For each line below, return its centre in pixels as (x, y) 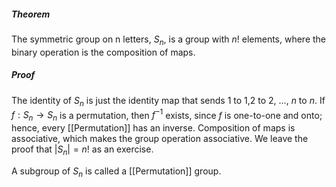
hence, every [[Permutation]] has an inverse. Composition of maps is (153, 127)
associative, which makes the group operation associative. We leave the (160, 138)
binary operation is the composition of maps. (103, 52)
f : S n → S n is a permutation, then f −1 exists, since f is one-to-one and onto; (167, 115)
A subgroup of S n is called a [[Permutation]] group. (116, 172)
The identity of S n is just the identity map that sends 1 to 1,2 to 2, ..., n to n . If (168, 101)
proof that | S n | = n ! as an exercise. (82, 150)
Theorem (31, 14)
